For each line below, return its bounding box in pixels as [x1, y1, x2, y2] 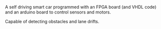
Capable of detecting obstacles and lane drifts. [5, 19, 100, 24]
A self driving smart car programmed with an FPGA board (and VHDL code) [5, 4, 157, 10]
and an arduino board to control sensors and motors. [5, 9, 111, 15]
